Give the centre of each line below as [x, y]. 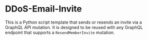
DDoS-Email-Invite [43, 9]
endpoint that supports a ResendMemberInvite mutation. [60, 32]
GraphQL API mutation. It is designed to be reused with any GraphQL [74, 27]
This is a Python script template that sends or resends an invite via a [74, 22]
